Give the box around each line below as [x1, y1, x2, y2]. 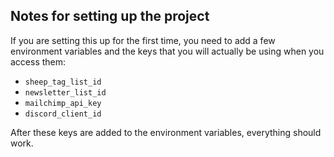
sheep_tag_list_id [24, 77, 102, 87]
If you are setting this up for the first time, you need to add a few [10, 34, 276, 46]
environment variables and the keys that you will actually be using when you [10, 45, 325, 57]
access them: [10, 55, 67, 68]
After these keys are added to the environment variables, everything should [10, 126, 322, 138]
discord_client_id [24, 109, 102, 119]
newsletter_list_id [24, 87, 107, 98]
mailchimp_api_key [24, 98, 102, 108]
